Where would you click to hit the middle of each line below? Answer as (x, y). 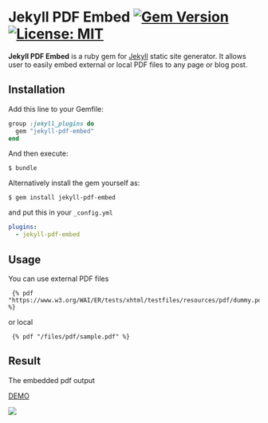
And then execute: (38, 154)
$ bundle (23, 168)
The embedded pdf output (52, 380)
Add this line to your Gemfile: (56, 109)
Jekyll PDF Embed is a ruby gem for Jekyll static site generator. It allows (127, 56)
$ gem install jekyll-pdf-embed (62, 198)
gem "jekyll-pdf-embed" (55, 131)
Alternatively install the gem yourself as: (74, 183)
